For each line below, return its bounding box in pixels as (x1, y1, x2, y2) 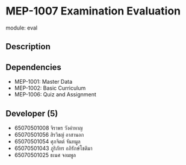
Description (5, 42, 51, 52)
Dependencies (5, 62, 61, 72)
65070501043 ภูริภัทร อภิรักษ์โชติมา (14, 145, 93, 152)
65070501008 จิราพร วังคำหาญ (14, 124, 83, 131)
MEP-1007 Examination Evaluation (5, 4, 181, 18)
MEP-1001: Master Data (14, 78, 73, 86)
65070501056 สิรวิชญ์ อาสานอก (14, 131, 84, 138)
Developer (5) (5, 108, 58, 119)
